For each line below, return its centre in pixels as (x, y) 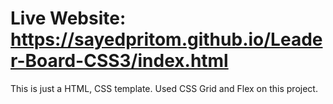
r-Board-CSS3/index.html (119, 61)
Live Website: (68, 18)
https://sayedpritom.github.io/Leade (166, 39)
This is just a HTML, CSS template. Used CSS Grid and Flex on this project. (164, 88)
